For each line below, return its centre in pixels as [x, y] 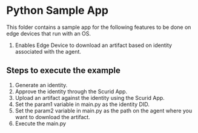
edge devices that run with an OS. [49, 33]
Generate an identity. [41, 85]
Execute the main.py [41, 123]
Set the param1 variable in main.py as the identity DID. [82, 104]
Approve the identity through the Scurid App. [71, 91]
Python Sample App [58, 11]
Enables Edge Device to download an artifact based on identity [94, 45]
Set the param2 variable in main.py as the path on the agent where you [104, 110]
